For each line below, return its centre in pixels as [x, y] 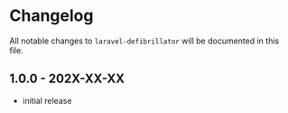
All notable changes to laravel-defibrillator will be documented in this [144, 41]
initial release [47, 100]
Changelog [51, 16]
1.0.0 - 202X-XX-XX [67, 79]
